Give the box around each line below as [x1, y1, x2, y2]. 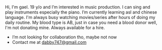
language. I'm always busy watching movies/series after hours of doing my [5, 15, 156, 20]
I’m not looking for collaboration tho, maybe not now [12, 34, 117, 40]
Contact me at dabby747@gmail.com [12, 39, 87, 45]
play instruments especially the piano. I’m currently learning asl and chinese [5, 9, 157, 15]
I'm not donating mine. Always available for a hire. [5, 25, 105, 31]
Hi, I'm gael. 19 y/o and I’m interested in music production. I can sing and [5, 4, 151, 10]
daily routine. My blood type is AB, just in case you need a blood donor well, [5, 19, 157, 25]
